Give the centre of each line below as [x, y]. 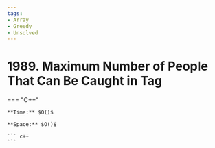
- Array [18, 20]
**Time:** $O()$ [30, 113]
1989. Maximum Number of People [107, 66]
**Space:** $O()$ [32, 125]
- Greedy [20, 26]
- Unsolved [23, 33]
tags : [15, 13]
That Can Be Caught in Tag [85, 81]
